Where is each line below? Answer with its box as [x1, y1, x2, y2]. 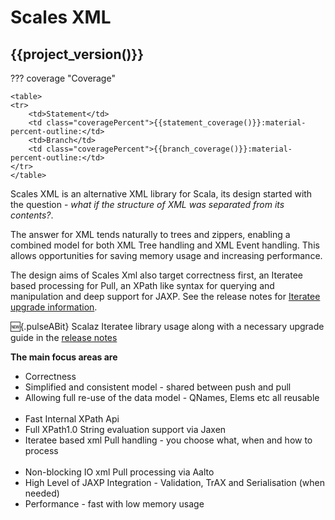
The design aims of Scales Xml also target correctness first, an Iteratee [10, 269, 304, 281]
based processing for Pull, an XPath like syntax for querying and [10, 280, 275, 291]
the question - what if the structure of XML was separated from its [10, 199, 285, 210]
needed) [24, 487, 60, 499]
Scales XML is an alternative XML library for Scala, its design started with [10, 188, 313, 200]
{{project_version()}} [10, 46, 145, 63]
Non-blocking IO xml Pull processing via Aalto [24, 466, 215, 478]
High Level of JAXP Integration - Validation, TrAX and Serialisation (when [24, 477, 325, 488]
